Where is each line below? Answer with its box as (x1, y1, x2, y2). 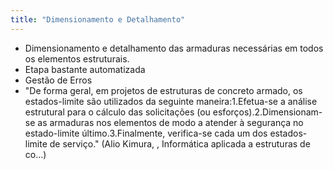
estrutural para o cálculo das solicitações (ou (24, 106, 211, 118)
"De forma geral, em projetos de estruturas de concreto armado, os (24, 84, 303, 96)
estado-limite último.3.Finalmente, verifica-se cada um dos (24, 127, 268, 139)
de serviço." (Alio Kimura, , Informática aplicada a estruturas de (49, 137, 311, 150)
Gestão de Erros (24, 74, 93, 86)
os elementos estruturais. (24, 52, 130, 65)
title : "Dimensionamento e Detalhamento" (10, 14, 186, 25)
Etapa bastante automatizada (24, 63, 146, 75)
